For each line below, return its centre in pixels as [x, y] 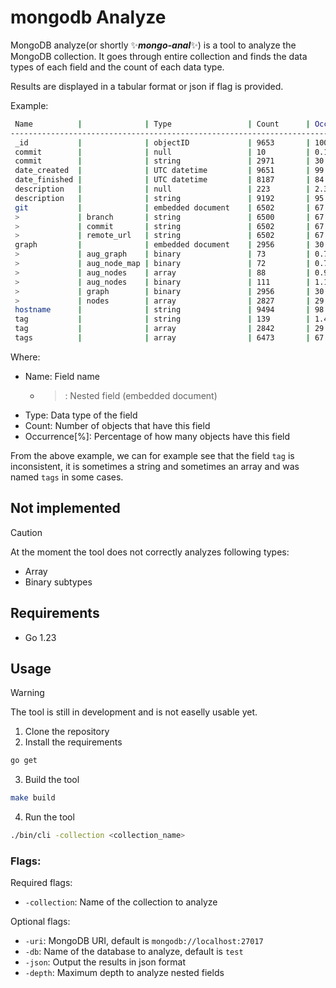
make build [33, 798]
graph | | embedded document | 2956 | [162, 245]
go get [24, 761]
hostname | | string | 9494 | [162, 310]
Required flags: [41, 883]
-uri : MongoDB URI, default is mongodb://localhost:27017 [144, 941]
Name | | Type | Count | [162, 124]
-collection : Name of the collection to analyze [121, 902]
